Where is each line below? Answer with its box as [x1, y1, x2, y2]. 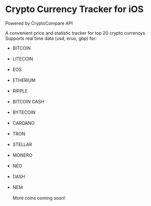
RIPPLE [12, 88, 28, 94]
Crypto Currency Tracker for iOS [5, 4, 144, 15]
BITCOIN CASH [12, 98, 44, 104]
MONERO [12, 152, 33, 158]
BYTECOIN [12, 109, 36, 115]
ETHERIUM [12, 77, 36, 83]
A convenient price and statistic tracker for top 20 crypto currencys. [5, 30, 147, 36]
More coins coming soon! [12, 195, 65, 201]
